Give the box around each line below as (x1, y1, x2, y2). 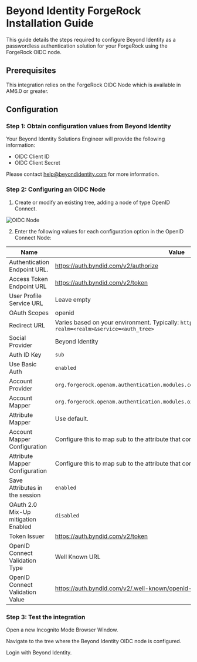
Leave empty (55, 295, 91, 303)
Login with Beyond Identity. (6, 649, 72, 656)
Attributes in (9, 483, 43, 492)
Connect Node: (14, 234, 52, 241)
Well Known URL (55, 553, 101, 561)
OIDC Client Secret (14, 159, 60, 166)
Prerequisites (6, 66, 56, 76)
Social (9, 333, 26, 342)
